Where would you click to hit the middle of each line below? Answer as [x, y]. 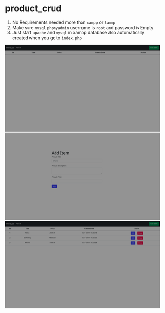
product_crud [33, 9]
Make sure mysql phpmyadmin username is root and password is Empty [83, 27]
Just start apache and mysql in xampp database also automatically [78, 32]
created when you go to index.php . [47, 38]
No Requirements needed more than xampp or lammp [64, 22]
